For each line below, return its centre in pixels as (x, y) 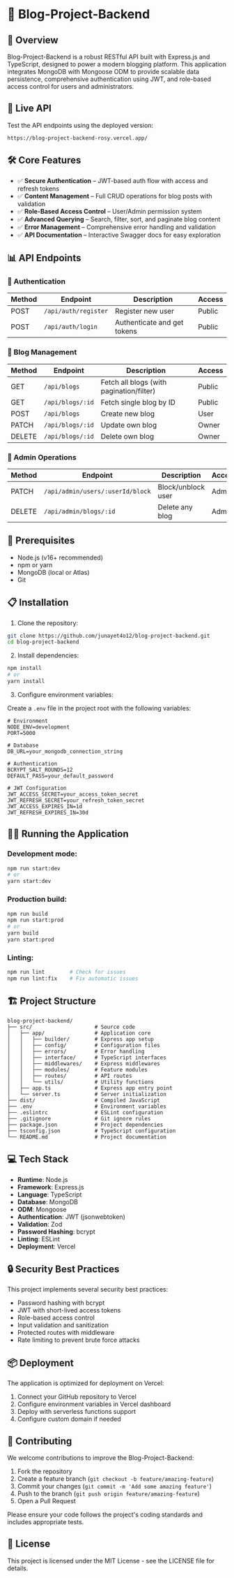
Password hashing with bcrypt (61, 1303)
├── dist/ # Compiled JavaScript (84, 1100)
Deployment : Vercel (46, 1246)
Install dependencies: (48, 655)
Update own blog (129, 425)
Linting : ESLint (39, 1239)
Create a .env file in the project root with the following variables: (99, 708)
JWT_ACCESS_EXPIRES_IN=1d (45, 806)
